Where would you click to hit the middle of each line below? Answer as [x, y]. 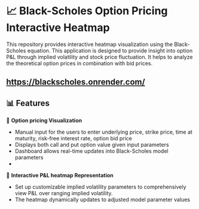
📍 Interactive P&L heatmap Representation [60, 176]
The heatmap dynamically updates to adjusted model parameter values [102, 199]
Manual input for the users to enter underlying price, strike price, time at [104, 132]
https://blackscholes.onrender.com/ [76, 82]
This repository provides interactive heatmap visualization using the [90, 44]
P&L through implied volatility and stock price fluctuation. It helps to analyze [99, 57]
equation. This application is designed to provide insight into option [110, 50]
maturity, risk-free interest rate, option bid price [74, 139]
